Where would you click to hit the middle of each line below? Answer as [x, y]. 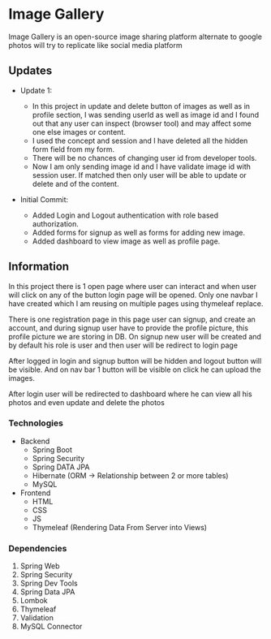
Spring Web [40, 566]
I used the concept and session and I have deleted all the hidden [140, 140]
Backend [35, 441]
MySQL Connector [51, 627]
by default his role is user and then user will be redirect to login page [123, 345]
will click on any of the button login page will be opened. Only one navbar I [133, 295]
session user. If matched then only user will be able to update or [140, 175]
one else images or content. [79, 132]
